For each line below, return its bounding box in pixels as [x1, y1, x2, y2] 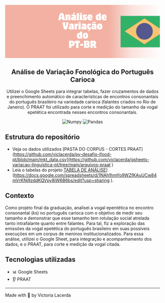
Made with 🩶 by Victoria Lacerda [5, 292, 71, 298]
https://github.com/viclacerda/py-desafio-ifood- [14, 151, 112, 157]
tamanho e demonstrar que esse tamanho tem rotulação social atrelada [5, 215, 150, 221]
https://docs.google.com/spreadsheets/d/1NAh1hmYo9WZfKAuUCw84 [14, 172, 157, 178]
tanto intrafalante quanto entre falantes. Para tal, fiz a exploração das [5, 220, 145, 226]
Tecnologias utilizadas [5, 255, 76, 264]
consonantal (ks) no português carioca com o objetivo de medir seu [5, 210, 142, 216]
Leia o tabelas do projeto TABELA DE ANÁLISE [12, 167, 107, 173]
